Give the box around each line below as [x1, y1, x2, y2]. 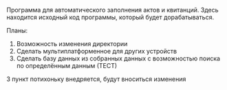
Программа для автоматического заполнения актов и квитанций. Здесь [6, 6, 219, 14]
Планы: [6, 27, 28, 34]
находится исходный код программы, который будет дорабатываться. [6, 13, 215, 21]
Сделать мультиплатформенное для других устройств [16, 47, 177, 55]
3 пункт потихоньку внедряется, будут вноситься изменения [6, 75, 186, 83]
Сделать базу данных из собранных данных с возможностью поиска [16, 54, 221, 63]
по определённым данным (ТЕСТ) [16, 62, 118, 69]
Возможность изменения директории [16, 40, 128, 47]
